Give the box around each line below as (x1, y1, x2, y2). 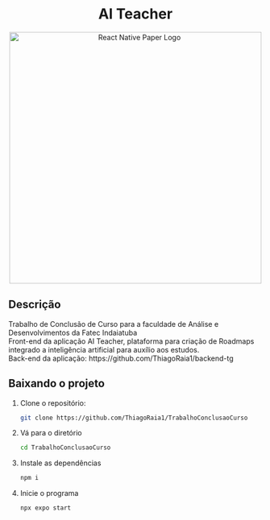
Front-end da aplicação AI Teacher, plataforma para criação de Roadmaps (8, 336, 255, 346)
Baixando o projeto (8, 377, 105, 390)
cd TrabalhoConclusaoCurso (19, 444, 111, 452)
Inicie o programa (19, 489, 79, 498)
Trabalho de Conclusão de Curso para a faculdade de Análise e (8, 319, 219, 328)
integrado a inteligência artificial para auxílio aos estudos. (8, 345, 200, 354)
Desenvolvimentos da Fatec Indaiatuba (8, 328, 138, 337)
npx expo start (19, 504, 72, 512)
